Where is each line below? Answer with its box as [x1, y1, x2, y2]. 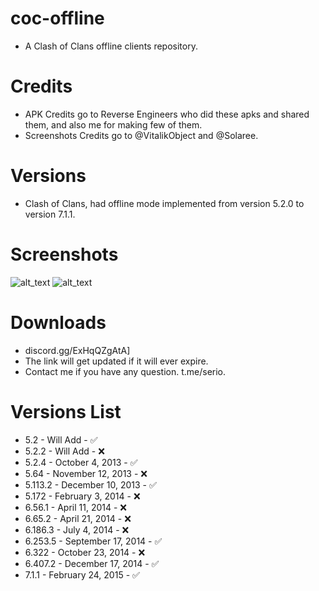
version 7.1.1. [24, 208, 76, 220]
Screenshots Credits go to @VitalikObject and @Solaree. [24, 129, 259, 141]
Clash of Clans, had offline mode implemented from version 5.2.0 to [24, 197, 305, 209]
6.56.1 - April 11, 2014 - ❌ [24, 501, 127, 513]
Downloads [10, 311, 107, 334]
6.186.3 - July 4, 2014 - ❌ [24, 523, 130, 536]
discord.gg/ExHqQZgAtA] [24, 344, 131, 356]
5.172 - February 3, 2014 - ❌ [24, 490, 141, 502]
